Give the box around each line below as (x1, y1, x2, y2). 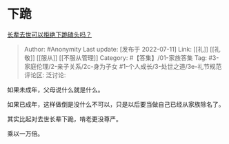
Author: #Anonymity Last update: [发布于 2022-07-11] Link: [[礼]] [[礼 (23, 45, 221, 53)
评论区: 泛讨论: (23, 70, 66, 79)
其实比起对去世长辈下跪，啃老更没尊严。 (7, 114, 122, 123)
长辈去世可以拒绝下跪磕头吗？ (7, 30, 92, 39)
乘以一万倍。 (7, 129, 43, 138)
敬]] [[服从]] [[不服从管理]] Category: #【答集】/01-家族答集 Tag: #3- (23, 53, 219, 62)
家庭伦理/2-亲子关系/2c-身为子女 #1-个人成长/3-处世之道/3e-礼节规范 (23, 62, 222, 70)
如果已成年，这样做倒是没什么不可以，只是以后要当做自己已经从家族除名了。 (7, 100, 225, 108)
